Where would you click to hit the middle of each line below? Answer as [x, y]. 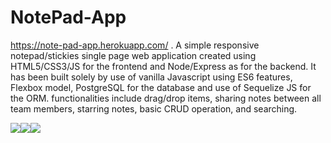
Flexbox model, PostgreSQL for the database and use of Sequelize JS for [161, 87]
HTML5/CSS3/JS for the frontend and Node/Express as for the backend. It [163, 66]
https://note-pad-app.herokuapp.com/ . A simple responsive [135, 45]
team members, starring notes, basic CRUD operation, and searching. [154, 108]
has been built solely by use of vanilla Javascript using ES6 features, [151, 77]
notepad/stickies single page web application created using [133, 55]
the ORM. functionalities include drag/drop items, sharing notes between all [166, 98]
